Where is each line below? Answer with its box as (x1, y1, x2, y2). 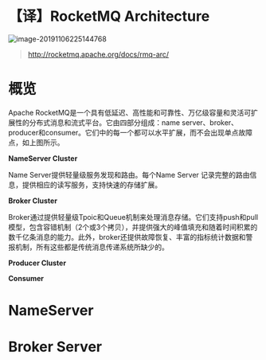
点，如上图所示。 (8, 137, 65, 147)
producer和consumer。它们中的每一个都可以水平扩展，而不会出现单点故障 (8, 127, 253, 137)
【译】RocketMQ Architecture (8, 7, 210, 25)
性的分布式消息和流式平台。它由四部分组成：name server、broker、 (14, 117, 239, 127)
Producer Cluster (8, 258, 66, 268)
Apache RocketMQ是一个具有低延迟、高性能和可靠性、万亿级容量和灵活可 (8, 108, 252, 117)
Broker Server (8, 338, 102, 356)
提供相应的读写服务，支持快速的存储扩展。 (22, 180, 162, 190)
